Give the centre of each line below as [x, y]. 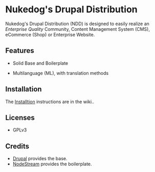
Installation [24, 89]
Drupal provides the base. [40, 159]
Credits [17, 146]
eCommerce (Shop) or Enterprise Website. [50, 34]
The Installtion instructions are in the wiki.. [50, 102]
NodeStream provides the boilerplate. [52, 164]
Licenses [20, 117]
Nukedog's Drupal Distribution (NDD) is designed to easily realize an [77, 24]
